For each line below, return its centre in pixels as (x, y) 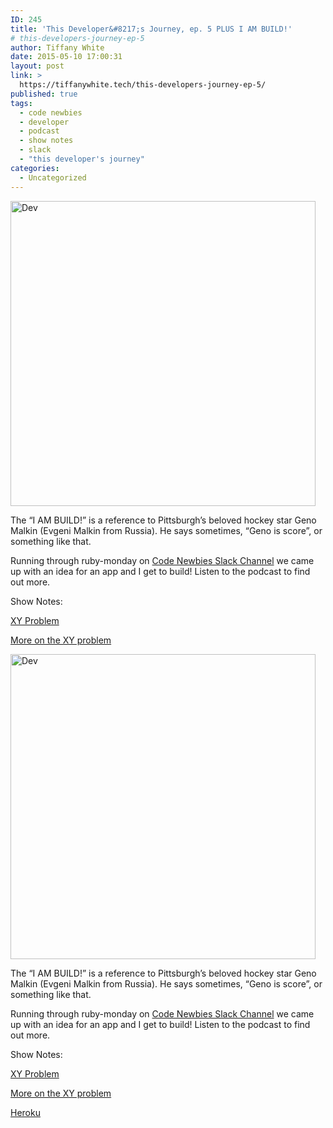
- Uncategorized (53, 177)
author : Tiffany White (57, 47)
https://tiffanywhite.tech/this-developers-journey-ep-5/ (143, 85)
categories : (35, 168)
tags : (21, 103)
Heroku (25, 1112)
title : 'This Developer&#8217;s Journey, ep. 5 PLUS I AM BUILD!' (151, 29)
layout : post (37, 66)
